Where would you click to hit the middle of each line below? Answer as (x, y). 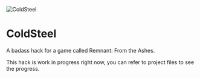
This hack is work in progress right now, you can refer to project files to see (100, 62)
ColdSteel (31, 34)
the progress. (23, 68)
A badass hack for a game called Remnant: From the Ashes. (81, 50)
